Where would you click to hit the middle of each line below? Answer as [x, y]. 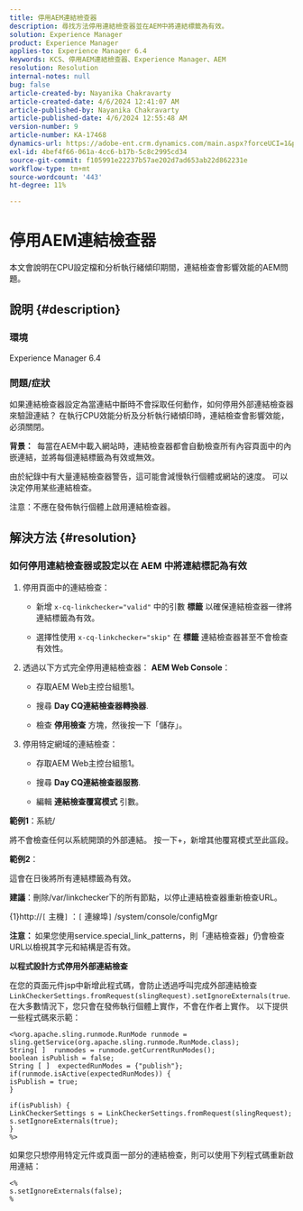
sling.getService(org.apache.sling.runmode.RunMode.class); [125, 1042]
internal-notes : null [50, 77]
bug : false [30, 85]
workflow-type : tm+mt [50, 169]
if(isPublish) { [40, 1105]
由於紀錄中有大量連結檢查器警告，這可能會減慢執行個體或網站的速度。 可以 [149, 477]
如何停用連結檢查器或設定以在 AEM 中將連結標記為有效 [129, 566]
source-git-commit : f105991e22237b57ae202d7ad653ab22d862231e [129, 160]
